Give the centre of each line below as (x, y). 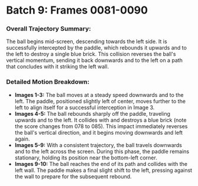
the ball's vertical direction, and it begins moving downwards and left (99, 132)
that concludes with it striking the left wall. (58, 67)
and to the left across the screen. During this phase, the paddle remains (102, 151)
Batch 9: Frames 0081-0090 (77, 10)
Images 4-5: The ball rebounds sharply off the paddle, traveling (92, 113)
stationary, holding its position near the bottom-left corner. (86, 158)
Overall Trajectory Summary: (49, 29)
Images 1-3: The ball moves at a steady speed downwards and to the (99, 94)
